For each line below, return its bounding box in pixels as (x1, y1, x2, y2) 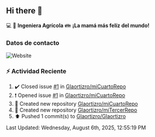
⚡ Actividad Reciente (6, 67, 67, 75)
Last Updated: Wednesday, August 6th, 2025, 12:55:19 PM (6, 124, 146, 131)
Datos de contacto (6, 39, 60, 47)
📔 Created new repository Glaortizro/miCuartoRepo (14, 101, 139, 108)
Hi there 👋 (6, 6, 43, 16)
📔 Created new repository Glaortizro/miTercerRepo (14, 106, 137, 113)
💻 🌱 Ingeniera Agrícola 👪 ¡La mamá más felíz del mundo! (6, 22, 150, 29)
